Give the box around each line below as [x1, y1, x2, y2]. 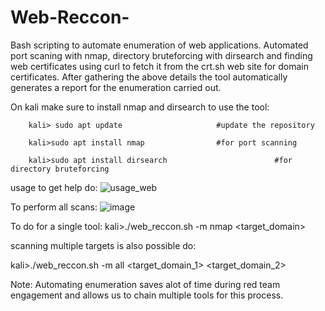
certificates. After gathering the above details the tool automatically [10, 71, 288, 83]
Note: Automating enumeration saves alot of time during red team [10, 278, 281, 290]
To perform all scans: [10, 201, 98, 213]
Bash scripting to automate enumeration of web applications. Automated [10, 39, 309, 51]
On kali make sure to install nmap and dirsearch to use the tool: [10, 101, 270, 113]
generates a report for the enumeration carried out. [10, 81, 222, 93]
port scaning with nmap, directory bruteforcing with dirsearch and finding [10, 49, 313, 61]
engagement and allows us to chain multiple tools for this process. [10, 289, 284, 301]
